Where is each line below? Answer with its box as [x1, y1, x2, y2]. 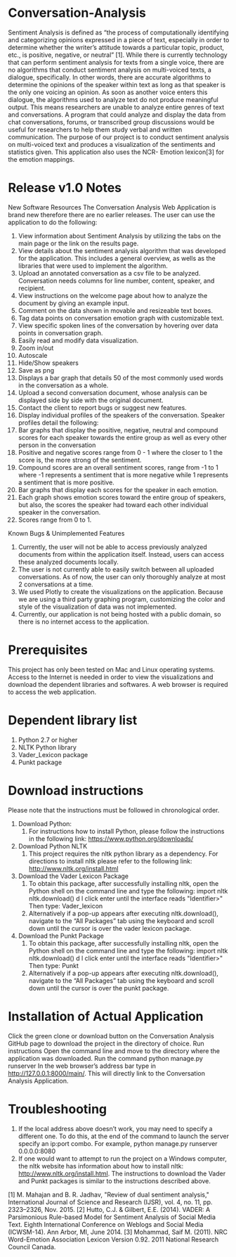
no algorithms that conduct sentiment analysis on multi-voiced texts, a [8, 65, 211, 74]
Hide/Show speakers [18, 359, 79, 367]
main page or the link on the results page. [18, 239, 139, 247]
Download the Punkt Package [18, 932, 104, 940]
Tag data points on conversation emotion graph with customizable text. [18, 314, 224, 322]
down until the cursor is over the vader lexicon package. [28, 924, 192, 932]
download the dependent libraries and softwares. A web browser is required [8, 680, 228, 688]
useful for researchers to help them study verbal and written [8, 125, 183, 134]
